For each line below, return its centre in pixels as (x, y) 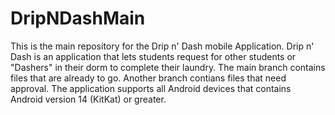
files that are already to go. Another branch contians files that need (148, 78)
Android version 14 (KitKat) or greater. (88, 99)
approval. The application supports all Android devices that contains (151, 88)
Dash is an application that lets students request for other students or (153, 56)
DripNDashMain (78, 18)
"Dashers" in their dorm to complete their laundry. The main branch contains (168, 67)
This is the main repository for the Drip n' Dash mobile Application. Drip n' (162, 46)
